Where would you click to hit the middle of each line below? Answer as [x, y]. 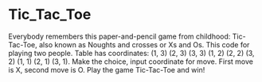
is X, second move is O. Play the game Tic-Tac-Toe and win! [107, 69]
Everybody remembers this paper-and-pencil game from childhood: [119, 36]
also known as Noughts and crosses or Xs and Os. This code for [144, 44]
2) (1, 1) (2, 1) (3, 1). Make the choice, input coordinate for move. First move [131, 61]
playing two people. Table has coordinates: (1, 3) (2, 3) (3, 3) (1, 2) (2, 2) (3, [131, 53]
